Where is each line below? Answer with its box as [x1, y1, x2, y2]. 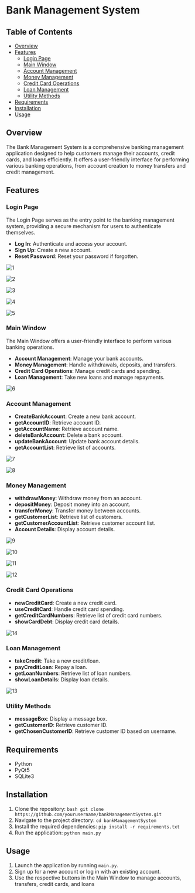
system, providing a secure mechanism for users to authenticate [6, 222, 162, 229]
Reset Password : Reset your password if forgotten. [14, 253, 139, 260]
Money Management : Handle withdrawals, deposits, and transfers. [14, 361, 177, 368]
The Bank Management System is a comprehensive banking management [6, 143, 184, 150]
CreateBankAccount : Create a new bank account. [14, 413, 136, 420]
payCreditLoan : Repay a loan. [14, 663, 88, 670]
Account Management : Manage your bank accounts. [14, 355, 143, 362]
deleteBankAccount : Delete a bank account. [14, 432, 123, 439]
